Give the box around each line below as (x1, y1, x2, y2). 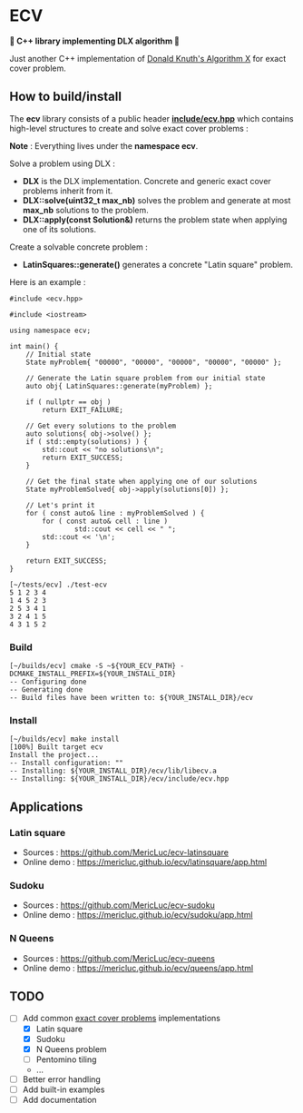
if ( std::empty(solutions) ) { (25, 437, 148, 446)
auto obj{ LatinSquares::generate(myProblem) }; (25, 381, 213, 390)
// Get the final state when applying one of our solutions (25, 477, 258, 486)
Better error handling (22, 1073, 102, 1085)
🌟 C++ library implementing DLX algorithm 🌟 (9, 35, 180, 46)
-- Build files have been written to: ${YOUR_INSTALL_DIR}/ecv (9, 694, 254, 703)
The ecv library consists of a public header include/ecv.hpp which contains (9, 113, 294, 123)
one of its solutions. (22, 223, 97, 234)
